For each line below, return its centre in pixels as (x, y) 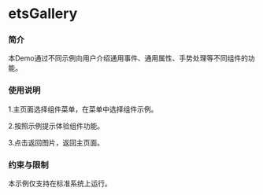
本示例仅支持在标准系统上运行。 (60, 184)
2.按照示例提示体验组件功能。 (56, 126)
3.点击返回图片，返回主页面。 (56, 142)
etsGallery (43, 14)
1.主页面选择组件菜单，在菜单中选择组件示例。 (83, 109)
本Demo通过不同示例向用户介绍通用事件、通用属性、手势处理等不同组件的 (128, 58)
